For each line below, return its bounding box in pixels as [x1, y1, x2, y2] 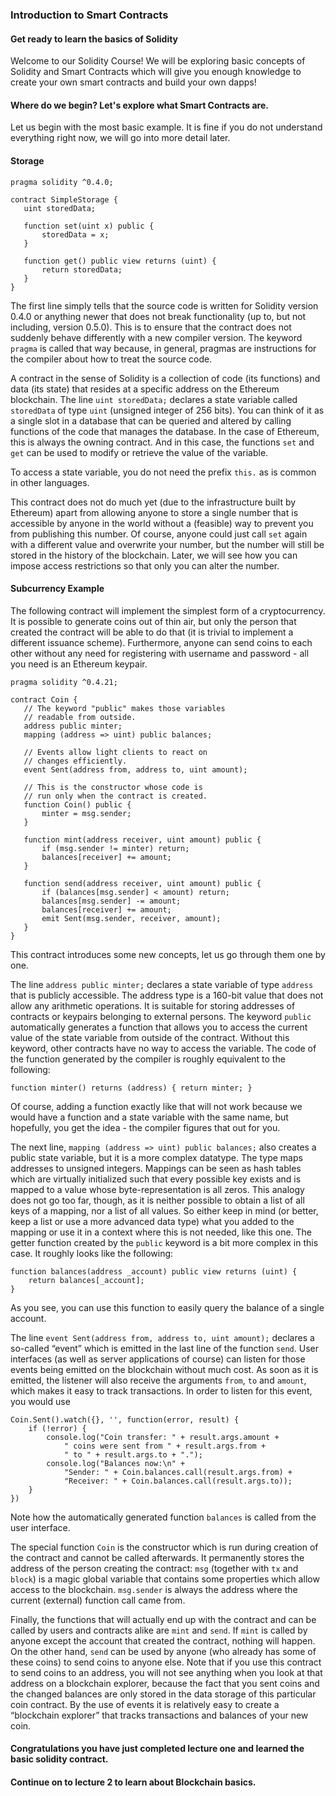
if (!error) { [28, 1423, 87, 1433]
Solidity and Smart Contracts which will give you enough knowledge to [10, 66, 302, 78]
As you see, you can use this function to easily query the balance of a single [10, 1301, 325, 1313]
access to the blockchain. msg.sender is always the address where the [10, 1583, 298, 1595]
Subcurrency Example [10, 583, 105, 595]
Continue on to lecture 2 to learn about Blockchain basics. [10, 1776, 257, 1788]
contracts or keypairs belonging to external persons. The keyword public [10, 1010, 312, 1022]
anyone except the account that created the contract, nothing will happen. [10, 1634, 316, 1647]
